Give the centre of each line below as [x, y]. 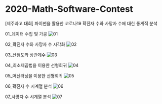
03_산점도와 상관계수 [25, 55]
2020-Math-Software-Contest [69, 9]
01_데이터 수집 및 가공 [26, 34]
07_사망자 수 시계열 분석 [28, 97]
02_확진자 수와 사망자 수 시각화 [35, 44]
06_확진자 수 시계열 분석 [28, 86]
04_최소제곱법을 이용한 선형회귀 [36, 65]
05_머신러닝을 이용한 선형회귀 [34, 75]
